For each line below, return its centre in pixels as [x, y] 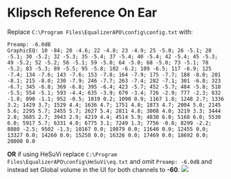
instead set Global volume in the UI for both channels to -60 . [93, 169]
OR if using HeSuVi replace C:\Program [62, 154]
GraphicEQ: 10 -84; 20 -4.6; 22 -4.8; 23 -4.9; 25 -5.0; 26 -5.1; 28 [110, 50]
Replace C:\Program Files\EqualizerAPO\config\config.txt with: [100, 32]
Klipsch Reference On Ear [82, 13]
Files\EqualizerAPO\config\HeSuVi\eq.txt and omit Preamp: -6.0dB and [110, 161]
